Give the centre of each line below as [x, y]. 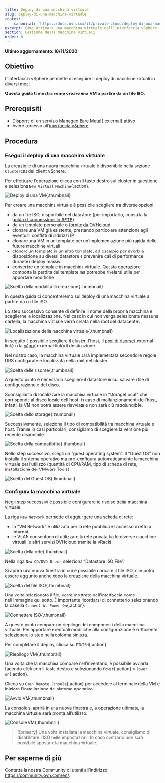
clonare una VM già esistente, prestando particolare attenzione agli [80, 230]
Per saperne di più [34, 758]
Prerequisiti [23, 109]
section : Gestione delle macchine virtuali [50, 32]
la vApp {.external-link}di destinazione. [58, 346]
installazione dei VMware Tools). [38, 469]
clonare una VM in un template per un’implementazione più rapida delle [84, 241]
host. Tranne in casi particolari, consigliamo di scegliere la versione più [77, 429]
